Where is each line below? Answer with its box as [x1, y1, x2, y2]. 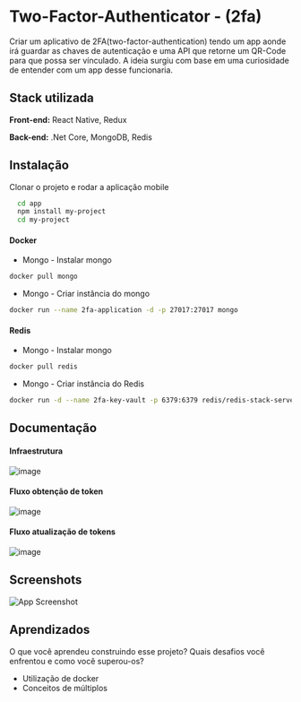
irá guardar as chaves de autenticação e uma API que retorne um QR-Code [9, 45, 287, 56]
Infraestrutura [9, 446, 64, 456]
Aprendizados [9, 622, 90, 637]
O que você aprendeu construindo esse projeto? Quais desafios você [9, 646, 265, 656]
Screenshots [9, 572, 82, 588]
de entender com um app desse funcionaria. [9, 65, 173, 75]
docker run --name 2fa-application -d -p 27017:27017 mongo [9, 306, 239, 315]
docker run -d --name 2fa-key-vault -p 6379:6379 [9, 396, 199, 405]
